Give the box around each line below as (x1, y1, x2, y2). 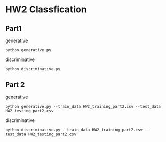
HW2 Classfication (5, 4, 87, 15)
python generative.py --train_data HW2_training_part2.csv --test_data (5, 104, 161, 109)
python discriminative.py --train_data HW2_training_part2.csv (5, 127, 143, 132)
